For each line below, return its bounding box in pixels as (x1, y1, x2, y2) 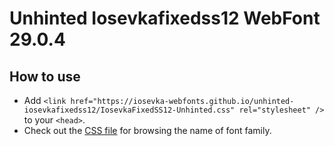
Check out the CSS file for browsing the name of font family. (23, 125, 272, 136)
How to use (9, 68, 81, 85)
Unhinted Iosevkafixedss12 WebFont (9, 7, 321, 30)
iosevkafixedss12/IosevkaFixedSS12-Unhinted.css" (23, 105, 236, 115)
